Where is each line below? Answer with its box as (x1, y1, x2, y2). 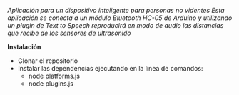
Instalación (7, 43, 41, 51)
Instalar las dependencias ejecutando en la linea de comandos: (17, 64, 203, 72)
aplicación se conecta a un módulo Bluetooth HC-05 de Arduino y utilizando (7, 14, 233, 22)
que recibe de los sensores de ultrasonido (7, 29, 131, 37)
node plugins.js (28, 79, 73, 88)
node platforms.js (28, 71, 81, 80)
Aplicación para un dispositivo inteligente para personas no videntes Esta (7, 6, 225, 14)
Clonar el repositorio (17, 56, 78, 65)
